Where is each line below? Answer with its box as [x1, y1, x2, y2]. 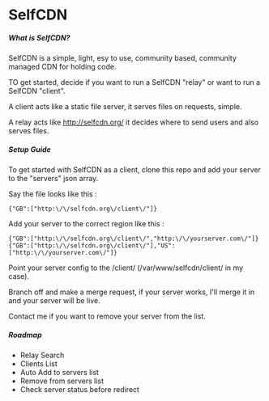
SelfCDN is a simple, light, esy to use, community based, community [8, 53, 237, 63]
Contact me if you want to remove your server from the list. [8, 311, 207, 321]
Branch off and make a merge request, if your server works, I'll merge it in [8, 287, 255, 297]
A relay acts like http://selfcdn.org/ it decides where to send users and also [8, 117, 259, 127]
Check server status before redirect [19, 385, 140, 395]
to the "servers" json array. [8, 174, 99, 184]
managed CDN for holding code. [8, 62, 117, 72]
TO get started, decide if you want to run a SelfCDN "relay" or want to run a [8, 78, 261, 87]
